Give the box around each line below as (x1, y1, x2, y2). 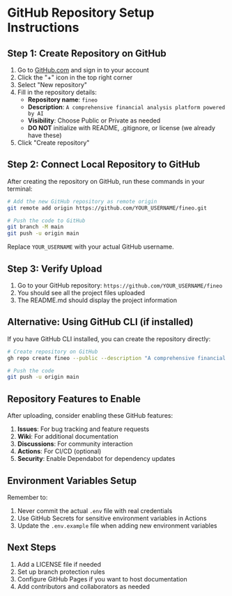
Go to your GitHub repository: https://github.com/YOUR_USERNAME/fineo (17, 281, 223, 290)
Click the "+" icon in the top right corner (17, 73, 133, 81)
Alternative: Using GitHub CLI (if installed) (7, 316, 194, 328)
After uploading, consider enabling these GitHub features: (7, 411, 173, 420)
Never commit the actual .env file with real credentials (17, 506, 173, 515)
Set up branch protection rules (17, 567, 106, 576)
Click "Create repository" (17, 139, 90, 147)
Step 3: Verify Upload (7, 262, 102, 274)
